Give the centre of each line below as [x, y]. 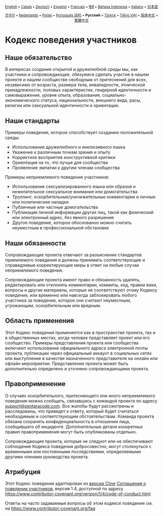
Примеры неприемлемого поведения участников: [57, 177]
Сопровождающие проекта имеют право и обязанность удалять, [73, 279]
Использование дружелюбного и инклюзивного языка [69, 147]
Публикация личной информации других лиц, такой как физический [83, 212]
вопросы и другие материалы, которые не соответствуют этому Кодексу [81, 290]
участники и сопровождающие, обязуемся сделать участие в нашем [77, 74]
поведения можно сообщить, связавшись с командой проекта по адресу [81, 401]
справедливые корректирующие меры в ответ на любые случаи [72, 265]
